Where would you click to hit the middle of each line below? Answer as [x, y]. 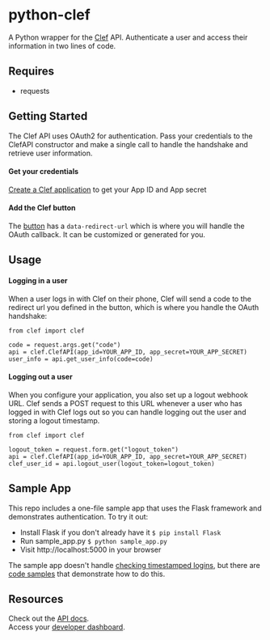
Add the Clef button [42, 208]
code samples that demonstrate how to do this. [87, 574]
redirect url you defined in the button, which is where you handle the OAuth [134, 307]
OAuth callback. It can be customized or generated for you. [107, 234]
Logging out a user [40, 377]
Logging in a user [38, 280]
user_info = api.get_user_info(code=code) [81, 359]
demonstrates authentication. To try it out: [78, 516]
